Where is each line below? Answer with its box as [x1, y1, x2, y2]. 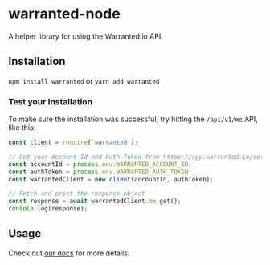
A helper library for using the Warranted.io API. [8, 31, 163, 41]
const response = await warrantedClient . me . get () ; [8, 198, 182, 206]
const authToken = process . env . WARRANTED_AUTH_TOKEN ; [8, 168, 193, 176]
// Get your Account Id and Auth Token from [8, 153, 160, 161]
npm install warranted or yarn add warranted [8, 75, 160, 85]
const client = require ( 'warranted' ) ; [8, 138, 138, 147]
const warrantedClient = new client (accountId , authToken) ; [8, 175, 215, 183]
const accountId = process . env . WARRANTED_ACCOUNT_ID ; [8, 160, 193, 169]
